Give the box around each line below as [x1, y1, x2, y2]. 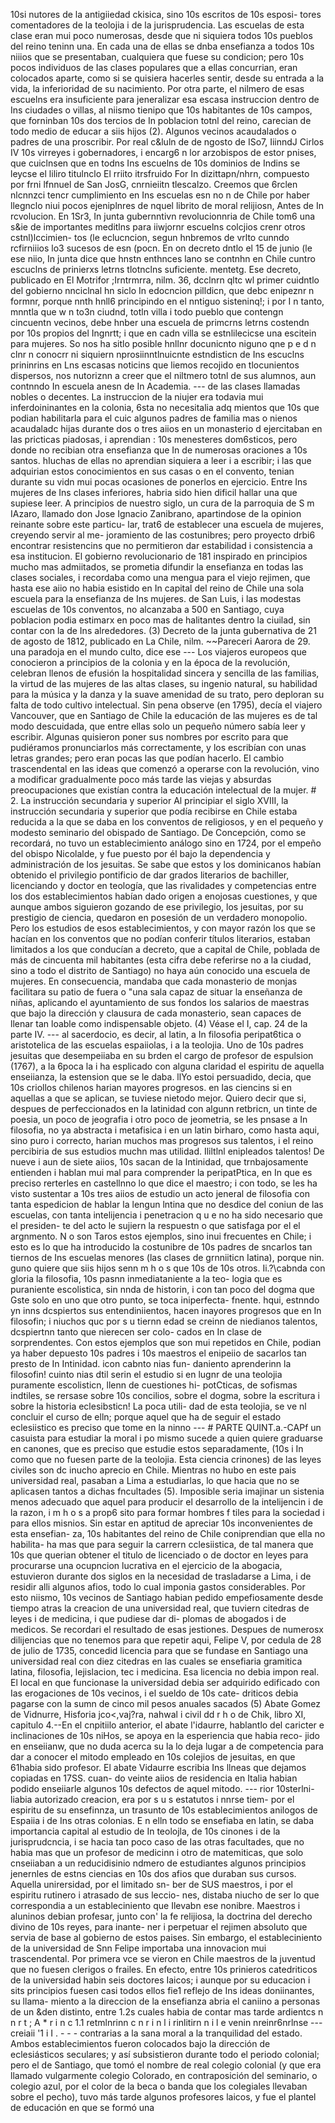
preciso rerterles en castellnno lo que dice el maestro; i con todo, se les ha [10, 1177, 318, 1189]
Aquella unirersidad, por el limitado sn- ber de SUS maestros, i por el [10, 1879, 294, 1890]
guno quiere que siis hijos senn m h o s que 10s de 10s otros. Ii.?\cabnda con [10, 1262, 326, 1274]
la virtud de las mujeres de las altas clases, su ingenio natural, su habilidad [10, 678, 318, 689]
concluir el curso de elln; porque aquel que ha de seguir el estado [10, 1411, 282, 1423]
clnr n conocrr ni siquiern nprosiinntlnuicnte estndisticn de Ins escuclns [10, 349, 305, 360]
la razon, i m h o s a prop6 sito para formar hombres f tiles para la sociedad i [10, 1507, 325, 1518]
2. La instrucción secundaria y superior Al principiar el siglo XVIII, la [10, 795, 289, 806]
